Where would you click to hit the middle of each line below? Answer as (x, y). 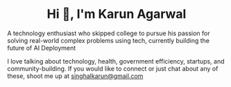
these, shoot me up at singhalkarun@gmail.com (75, 76)
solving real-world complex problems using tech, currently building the (109, 40)
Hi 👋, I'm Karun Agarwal (117, 14)
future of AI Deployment (42, 48)
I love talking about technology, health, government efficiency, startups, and (116, 61)
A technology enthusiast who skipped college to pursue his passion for (109, 33)
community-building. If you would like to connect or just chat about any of (113, 68)
